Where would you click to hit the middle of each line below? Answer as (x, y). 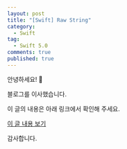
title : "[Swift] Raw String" (49, 20)
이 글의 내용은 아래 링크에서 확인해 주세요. (63, 109)
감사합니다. (22, 138)
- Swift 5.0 (31, 46)
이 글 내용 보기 (27, 123)
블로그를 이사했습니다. (37, 94)
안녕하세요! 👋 (25, 79)
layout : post (26, 14)
